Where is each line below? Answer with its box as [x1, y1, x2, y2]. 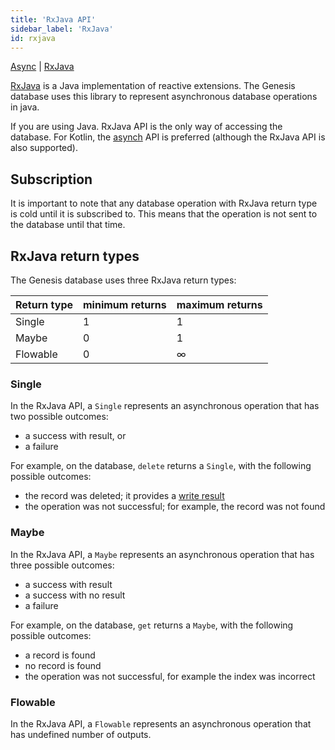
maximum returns [176, 298, 263, 311]
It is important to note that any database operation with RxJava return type [10, 197, 318, 210]
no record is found [24, 659, 102, 671]
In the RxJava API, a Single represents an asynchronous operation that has [10, 400, 320, 412]
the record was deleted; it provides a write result [24, 490, 225, 502]
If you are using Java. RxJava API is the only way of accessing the [10, 121, 283, 133]
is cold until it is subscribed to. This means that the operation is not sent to [10, 208, 318, 220]
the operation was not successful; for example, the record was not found [24, 501, 326, 513]
